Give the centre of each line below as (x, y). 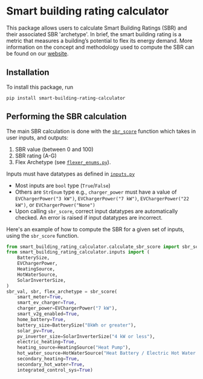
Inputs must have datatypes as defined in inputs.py (70, 174)
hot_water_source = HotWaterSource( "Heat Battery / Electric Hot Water (107, 353)
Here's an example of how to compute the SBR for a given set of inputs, (95, 229)
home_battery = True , (42, 319)
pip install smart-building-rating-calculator (66, 98)
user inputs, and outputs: (37, 138)
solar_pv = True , (36, 331)
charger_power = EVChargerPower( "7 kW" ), (67, 308)
